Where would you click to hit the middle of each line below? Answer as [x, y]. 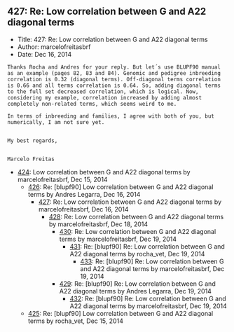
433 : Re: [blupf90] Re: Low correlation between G [152, 261]
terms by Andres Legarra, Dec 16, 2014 [84, 194]
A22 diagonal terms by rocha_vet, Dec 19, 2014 [137, 254]
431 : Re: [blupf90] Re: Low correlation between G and [147, 246]
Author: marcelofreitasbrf [54, 47]
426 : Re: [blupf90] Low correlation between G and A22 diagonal [121, 187]
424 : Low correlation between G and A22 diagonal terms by [104, 172]
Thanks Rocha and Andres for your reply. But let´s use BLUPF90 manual [114, 67]
